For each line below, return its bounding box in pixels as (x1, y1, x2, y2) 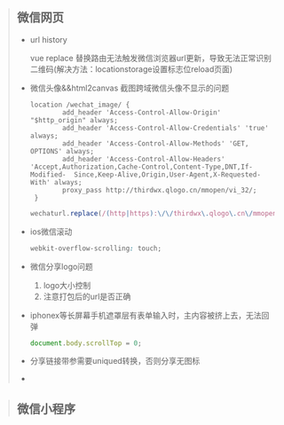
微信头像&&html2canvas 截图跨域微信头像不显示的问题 (29, 83, 230, 93)
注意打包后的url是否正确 (43, 291, 131, 302)
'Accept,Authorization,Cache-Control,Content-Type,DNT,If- (29, 162, 254, 171)
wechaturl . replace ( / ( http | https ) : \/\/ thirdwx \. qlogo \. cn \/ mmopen (29, 209, 277, 217)
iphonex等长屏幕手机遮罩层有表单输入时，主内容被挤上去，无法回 (29, 310, 270, 320)
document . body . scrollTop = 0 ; (29, 338, 143, 348)
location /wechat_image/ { (29, 100, 130, 109)
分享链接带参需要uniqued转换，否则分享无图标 (29, 356, 201, 366)
